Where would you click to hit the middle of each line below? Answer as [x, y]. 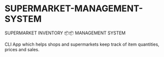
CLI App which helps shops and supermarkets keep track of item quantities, [82, 44]
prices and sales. [22, 49]
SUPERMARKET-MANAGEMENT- [74, 9]
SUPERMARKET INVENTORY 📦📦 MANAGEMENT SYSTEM [65, 33]
